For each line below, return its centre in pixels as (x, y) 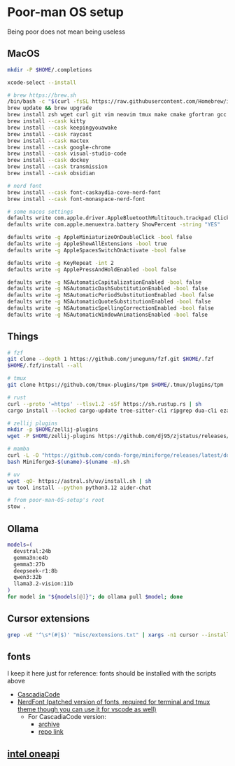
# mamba (19, 449)
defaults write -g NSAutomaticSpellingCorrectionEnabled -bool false (111, 308)
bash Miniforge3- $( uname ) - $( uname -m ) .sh (69, 462)
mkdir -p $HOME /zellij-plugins (53, 430)
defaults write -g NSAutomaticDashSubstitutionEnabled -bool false (108, 289)
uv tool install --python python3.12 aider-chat (79, 488)
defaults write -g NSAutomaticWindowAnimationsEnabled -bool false (108, 315)
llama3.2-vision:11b (43, 584)
